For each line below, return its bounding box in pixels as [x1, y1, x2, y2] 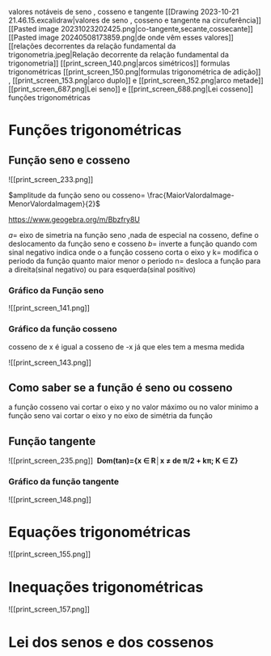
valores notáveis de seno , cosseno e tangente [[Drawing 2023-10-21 [8, 7, 239, 16]
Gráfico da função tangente [8, 476, 120, 488]
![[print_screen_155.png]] [8, 549, 91, 559]
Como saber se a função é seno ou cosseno [8, 380, 233, 395]
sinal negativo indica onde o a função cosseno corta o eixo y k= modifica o [8, 248, 259, 257]
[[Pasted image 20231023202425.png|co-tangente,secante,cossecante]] [8, 24, 253, 33]
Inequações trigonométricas [8, 578, 204, 596]
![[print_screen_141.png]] [8, 303, 91, 313]
